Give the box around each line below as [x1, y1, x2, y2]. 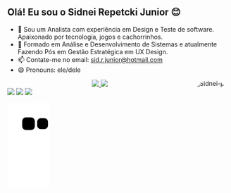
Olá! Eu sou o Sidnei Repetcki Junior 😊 [7, 6, 181, 18]
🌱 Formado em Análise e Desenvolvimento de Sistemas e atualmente [17, 39, 218, 49]
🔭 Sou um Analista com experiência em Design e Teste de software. [17, 25, 215, 33]
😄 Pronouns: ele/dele [17, 66, 81, 74]
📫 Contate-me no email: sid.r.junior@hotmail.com [17, 55, 163, 63]
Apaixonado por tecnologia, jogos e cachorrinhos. [17, 32, 163, 41]
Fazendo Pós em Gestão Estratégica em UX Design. [17, 47, 168, 56]
